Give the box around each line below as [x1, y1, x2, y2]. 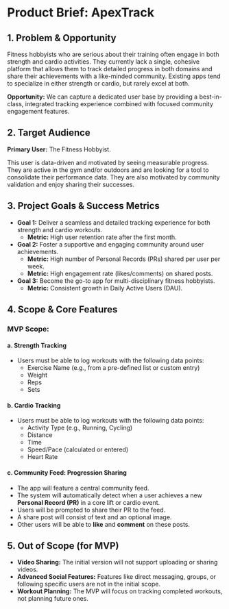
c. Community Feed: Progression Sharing [7, 468, 127, 477]
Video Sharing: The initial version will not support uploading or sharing [16, 558, 218, 567]
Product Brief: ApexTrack [7, 5, 155, 21]
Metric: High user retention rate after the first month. [27, 233, 177, 241]
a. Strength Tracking [7, 341, 67, 349]
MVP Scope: [7, 324, 49, 334]
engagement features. [7, 108, 70, 115]
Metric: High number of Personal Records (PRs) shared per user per [27, 255, 221, 263]
